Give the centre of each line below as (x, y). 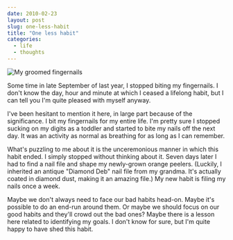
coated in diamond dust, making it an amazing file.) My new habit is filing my (116, 178)
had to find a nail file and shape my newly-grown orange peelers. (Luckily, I (114, 164)
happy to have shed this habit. (50, 229)
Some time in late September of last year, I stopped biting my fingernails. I (113, 85)
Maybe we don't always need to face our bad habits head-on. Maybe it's (111, 199)
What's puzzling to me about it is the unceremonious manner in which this (113, 149)
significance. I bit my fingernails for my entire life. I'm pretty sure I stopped (114, 121)
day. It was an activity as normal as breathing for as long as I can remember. (116, 135)
